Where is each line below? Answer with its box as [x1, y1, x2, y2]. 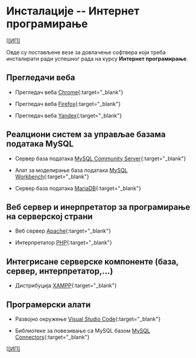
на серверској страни [6, 211, 93, 221]
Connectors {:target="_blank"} [14, 333, 90, 341]
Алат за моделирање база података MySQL [14, 166, 128, 174]
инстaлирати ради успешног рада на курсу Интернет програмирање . [6, 55, 188, 62]
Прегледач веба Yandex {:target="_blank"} [14, 111, 122, 119]
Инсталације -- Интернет [6, 4, 140, 18]
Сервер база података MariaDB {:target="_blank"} [14, 184, 142, 192]
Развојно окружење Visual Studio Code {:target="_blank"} [14, 315, 161, 322]
